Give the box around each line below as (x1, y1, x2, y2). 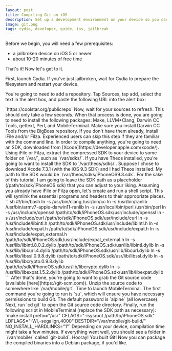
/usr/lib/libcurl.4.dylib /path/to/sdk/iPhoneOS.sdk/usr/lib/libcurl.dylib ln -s (5, 247, 160, 253)
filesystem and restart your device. (5, 81, 79, 87)
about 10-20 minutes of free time (12, 56, 82, 62)
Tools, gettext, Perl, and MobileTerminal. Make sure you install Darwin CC (5, 123, 160, 129)
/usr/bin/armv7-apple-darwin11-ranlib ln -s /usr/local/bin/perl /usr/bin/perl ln (5, 204, 166, 210)
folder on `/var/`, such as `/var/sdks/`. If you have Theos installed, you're (5, 155, 158, 161)
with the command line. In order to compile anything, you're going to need (5, 139, 162, 145)
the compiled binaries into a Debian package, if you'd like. (5, 340, 128, 346)
